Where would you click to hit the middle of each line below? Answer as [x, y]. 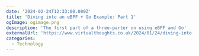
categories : [21, 38]
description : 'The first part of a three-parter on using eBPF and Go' [96, 28]
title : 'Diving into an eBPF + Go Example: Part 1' [71, 17]
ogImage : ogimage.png [33, 22]
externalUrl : [22, 33]
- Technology [28, 44]
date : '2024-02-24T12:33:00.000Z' [49, 11]
